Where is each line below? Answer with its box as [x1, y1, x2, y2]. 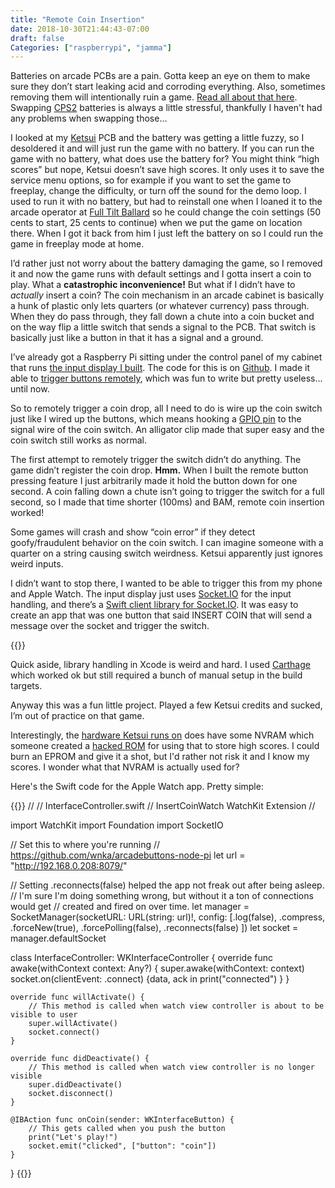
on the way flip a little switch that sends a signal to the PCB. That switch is [10, 321, 317, 333]
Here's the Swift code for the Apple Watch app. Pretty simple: [10, 781, 264, 793]
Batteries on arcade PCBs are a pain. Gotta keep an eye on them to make [10, 70, 311, 82]
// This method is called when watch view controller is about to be [28, 1001, 325, 1011]
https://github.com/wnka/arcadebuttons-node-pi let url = [10, 849, 246, 861]
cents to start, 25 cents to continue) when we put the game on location [10, 217, 303, 229]
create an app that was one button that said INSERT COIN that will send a [10, 609, 313, 621]
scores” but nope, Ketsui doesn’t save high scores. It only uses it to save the [10, 164, 325, 176]
